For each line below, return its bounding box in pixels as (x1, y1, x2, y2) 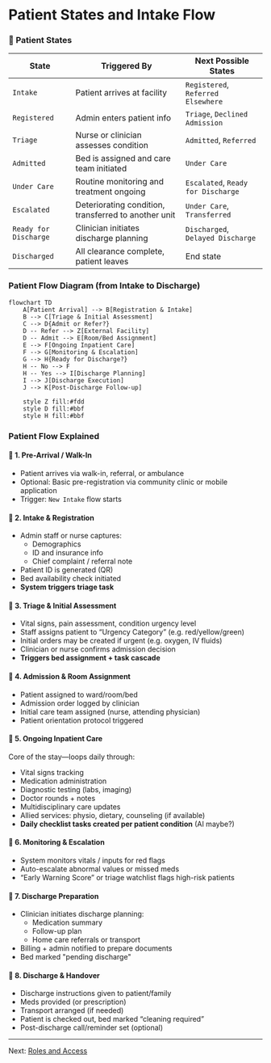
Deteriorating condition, (75, 200, 165, 211)
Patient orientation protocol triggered (19, 715, 144, 725)
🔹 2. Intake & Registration (8, 513, 94, 522)
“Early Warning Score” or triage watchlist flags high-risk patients (19, 872, 236, 882)
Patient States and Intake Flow (8, 6, 216, 24)
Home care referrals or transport (31, 935, 141, 945)
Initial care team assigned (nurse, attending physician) (19, 707, 201, 716)
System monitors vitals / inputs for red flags (19, 855, 165, 865)
